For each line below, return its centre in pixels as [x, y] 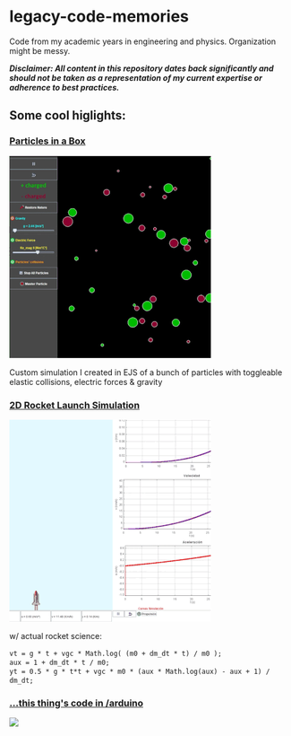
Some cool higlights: [68, 115]
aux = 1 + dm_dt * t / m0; [60, 662]
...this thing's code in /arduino [77, 703]
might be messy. [40, 50]
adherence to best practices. [64, 87]
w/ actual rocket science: [56, 635]
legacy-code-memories [99, 17]
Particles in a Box [48, 141]
